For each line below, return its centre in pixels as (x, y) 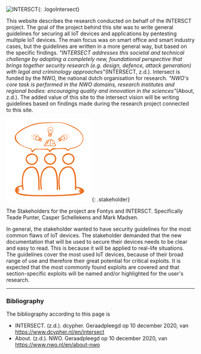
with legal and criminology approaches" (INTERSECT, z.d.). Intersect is (93, 72)
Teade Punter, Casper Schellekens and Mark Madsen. (72, 217)
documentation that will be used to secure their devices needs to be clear (97, 242)
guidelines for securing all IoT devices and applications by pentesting (92, 34)
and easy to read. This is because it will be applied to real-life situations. (95, 248)
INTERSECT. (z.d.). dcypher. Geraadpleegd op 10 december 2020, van (102, 326)
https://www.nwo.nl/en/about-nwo (57, 345)
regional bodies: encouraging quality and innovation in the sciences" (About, (100, 91)
